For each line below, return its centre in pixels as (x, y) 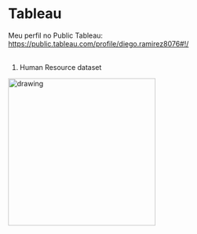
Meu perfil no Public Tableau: (56, 35)
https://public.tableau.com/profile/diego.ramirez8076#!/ (98, 43)
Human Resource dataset (60, 67)
